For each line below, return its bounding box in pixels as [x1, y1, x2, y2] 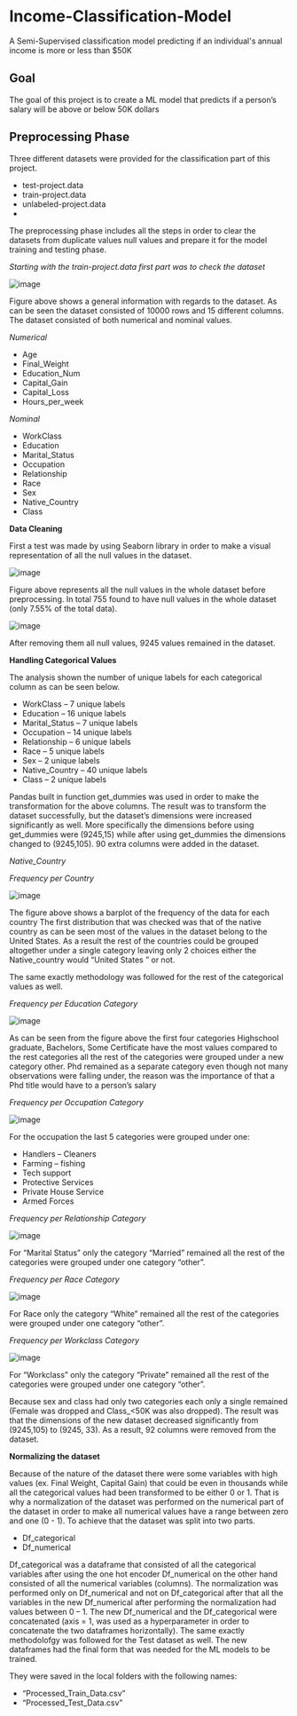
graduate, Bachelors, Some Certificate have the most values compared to [9, 1041, 277, 1053]
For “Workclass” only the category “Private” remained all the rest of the [9, 1369, 270, 1380]
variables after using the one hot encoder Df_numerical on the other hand [9, 1569, 277, 1579]
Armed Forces [21, 1196, 74, 1206]
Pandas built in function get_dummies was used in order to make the [9, 791, 260, 802]
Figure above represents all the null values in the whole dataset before [9, 584, 266, 595]
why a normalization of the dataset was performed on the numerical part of [9, 1496, 285, 1506]
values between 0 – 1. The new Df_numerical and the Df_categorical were [9, 1606, 277, 1617]
